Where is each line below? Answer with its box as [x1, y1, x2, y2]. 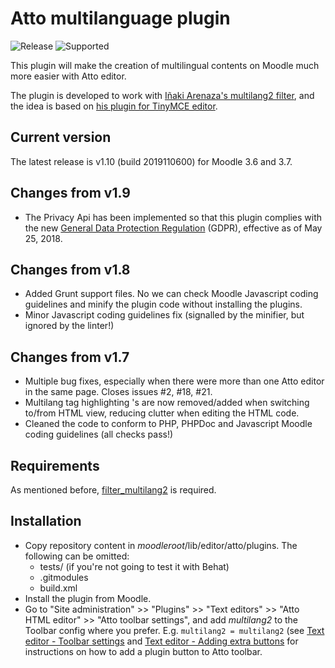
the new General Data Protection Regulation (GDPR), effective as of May [24, 222, 323, 234]
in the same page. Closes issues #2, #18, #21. [24, 386, 213, 398]
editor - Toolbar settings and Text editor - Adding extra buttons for [24, 635, 299, 647]
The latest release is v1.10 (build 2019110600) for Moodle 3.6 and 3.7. [10, 155, 293, 167]
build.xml [39, 582, 78, 594]
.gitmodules [39, 571, 89, 583]
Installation [10, 513, 82, 530]
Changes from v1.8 [10, 261, 131, 278]
